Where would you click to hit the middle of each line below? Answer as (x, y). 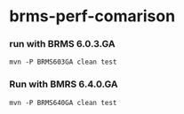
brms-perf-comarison (92, 16)
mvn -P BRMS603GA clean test (63, 62)
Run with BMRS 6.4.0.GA (64, 84)
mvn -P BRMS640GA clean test (63, 103)
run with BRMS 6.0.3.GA (62, 44)
